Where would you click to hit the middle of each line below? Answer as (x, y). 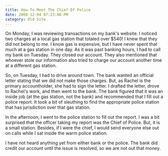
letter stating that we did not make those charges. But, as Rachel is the (78, 81)
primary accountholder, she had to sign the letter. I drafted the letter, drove (82, 86)
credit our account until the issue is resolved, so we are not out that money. (83, 148)
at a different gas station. (31, 65)
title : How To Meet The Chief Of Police (48, 10)
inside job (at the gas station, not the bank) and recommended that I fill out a (84, 97)
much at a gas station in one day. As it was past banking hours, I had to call (83, 50)
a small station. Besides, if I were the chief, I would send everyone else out (82, 128)
